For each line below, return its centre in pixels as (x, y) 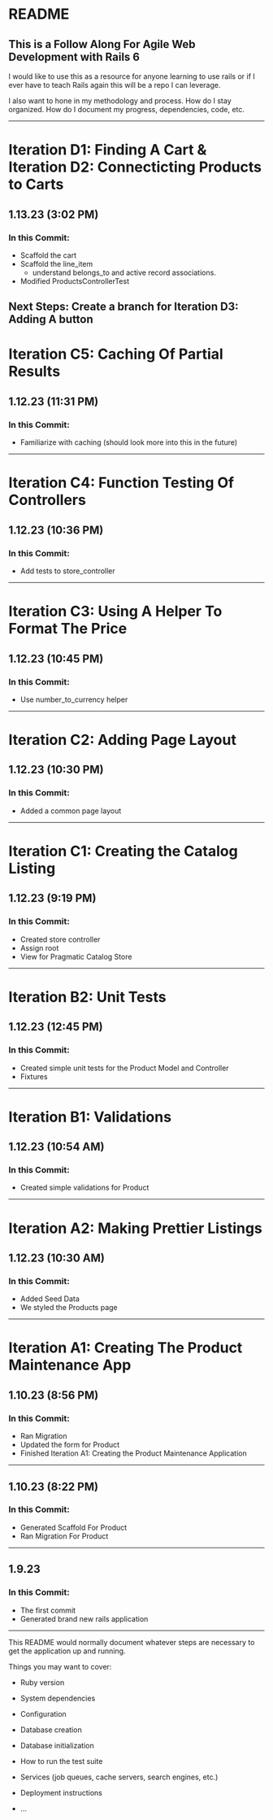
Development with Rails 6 (74, 57)
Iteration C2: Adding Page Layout (123, 740)
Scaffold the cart (48, 255)
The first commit (48, 1610)
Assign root (39, 947)
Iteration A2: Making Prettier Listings (135, 1228)
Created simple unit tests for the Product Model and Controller (124, 1068)
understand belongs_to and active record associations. (124, 272)
